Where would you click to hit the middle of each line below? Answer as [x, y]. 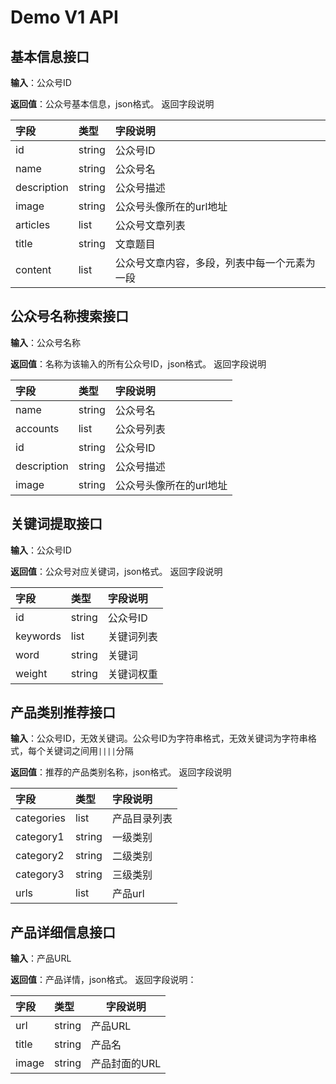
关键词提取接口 [56, 524]
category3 [40, 874]
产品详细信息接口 [63, 932]
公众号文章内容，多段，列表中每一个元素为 [215, 263]
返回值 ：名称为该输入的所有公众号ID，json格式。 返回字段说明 [138, 363]
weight [31, 673]
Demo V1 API [64, 17]
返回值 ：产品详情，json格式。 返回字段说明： [103, 980]
